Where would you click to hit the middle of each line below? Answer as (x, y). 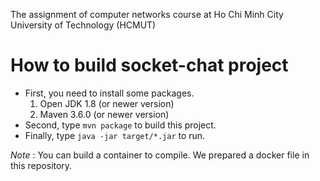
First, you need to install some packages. (109, 93)
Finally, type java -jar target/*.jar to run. (115, 135)
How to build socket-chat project (149, 65)
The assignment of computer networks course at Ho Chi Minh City (147, 14)
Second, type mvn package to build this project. (120, 125)
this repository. (41, 165)
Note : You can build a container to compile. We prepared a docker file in (160, 155)
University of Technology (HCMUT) (83, 25)
